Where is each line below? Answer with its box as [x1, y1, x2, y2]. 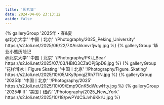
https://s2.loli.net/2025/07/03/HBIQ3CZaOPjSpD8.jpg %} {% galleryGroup [5, 60, 157, 66]
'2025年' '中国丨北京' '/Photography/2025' [5, 78, 92, 83]
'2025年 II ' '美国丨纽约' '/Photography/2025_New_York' [5, 89, 120, 95]
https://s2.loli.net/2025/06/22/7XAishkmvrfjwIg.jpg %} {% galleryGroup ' [5, 43, 154, 49]
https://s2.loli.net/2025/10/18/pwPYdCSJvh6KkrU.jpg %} [5, 94, 121, 101]
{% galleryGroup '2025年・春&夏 [5, 30, 73, 36]
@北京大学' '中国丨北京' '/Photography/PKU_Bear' [5, 55, 107, 61]
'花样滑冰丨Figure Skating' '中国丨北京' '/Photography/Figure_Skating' [5, 66, 147, 72]
